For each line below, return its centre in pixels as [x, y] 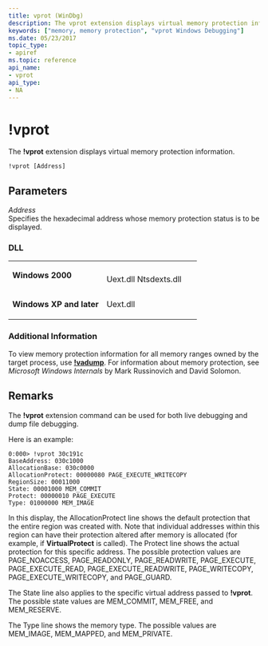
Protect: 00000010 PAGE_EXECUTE [62, 496]
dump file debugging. [43, 424]
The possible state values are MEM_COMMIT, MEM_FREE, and [111, 601]
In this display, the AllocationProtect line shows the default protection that [129, 517]
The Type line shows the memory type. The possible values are [112, 625]
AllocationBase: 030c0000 [51, 468]
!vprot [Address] [37, 166]
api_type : [25, 82]
